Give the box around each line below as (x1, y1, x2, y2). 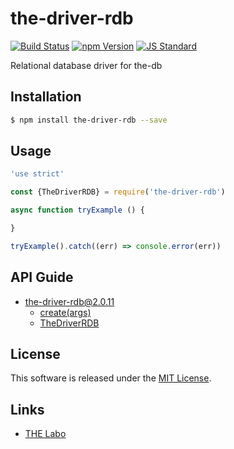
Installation (10, 88, 82, 106)
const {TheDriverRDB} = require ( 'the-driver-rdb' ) (10, 187, 226, 197)
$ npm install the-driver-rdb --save (10, 115, 168, 125)
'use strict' (10, 169, 65, 179)
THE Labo (24, 428, 67, 440)
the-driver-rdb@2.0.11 (24, 295, 115, 307)
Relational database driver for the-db (10, 59, 163, 71)
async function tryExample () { (10, 205, 145, 216)
